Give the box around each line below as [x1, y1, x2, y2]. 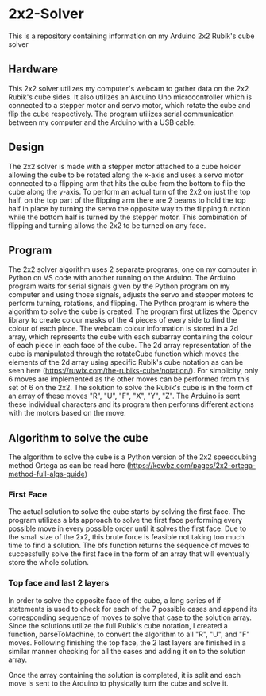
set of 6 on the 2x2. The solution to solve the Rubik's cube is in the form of [8, 383, 253, 392]
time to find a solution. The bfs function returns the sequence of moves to [8, 541, 250, 551]
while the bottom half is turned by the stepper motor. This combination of [8, 212, 248, 222]
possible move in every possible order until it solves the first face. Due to [8, 524, 247, 533]
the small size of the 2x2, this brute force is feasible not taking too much [8, 532, 245, 542]
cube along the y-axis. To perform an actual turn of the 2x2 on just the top [8, 187, 251, 196]
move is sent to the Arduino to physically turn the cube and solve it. [8, 679, 229, 688]
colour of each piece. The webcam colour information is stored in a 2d [8, 323, 239, 334]
